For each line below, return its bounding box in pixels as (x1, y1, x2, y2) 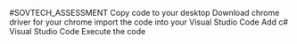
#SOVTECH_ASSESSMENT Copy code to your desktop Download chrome (9, 8, 280, 18)
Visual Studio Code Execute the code (9, 26, 146, 36)
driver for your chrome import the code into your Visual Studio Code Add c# (9, 17, 288, 27)
